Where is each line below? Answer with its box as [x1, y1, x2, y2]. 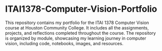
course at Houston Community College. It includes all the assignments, [5, 25, 149, 30]
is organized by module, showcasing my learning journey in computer [5, 35, 147, 41]
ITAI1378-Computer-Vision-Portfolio [5, 3, 158, 15]
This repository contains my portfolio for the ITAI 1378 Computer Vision [5, 20, 149, 25]
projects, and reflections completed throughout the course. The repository [5, 30, 156, 36]
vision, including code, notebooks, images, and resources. [5, 40, 124, 46]
